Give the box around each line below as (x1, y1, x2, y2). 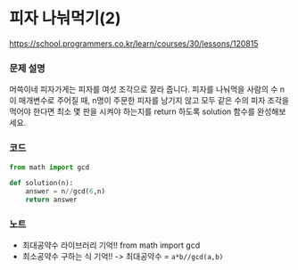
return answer (25, 195, 78, 205)
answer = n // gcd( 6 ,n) (25, 187, 105, 196)
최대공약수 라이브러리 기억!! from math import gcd (21, 240, 201, 250)
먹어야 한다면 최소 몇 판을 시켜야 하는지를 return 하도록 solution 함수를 (9, 106, 256, 117)
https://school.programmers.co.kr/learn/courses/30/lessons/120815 (9, 37, 259, 49)
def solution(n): (9, 179, 74, 188)
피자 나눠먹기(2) (9, 8, 121, 29)
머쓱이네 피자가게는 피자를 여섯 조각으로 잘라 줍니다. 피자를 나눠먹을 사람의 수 (9, 84, 278, 94)
